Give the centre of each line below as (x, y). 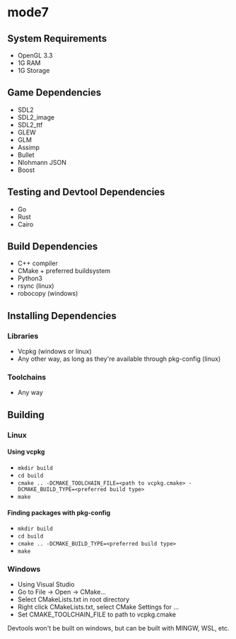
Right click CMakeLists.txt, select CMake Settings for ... (98, 607)
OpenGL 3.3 (35, 55)
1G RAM (29, 63)
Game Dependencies (54, 93)
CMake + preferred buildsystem (64, 271)
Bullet (26, 155)
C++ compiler (37, 263)
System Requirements (57, 39)
